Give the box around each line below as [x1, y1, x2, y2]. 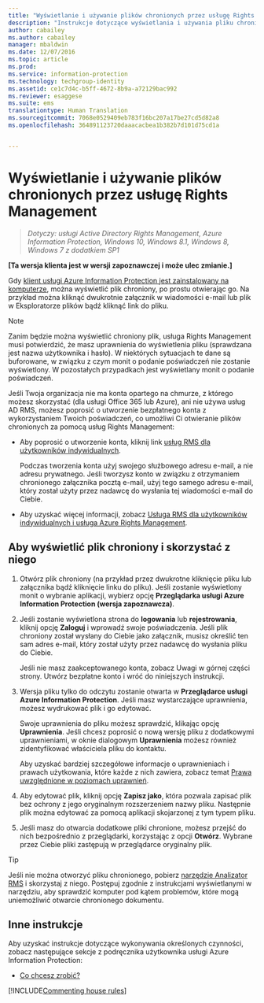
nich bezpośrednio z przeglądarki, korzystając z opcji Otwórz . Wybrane [19, 831, 253, 841]
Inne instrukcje [8, 918, 83, 931]
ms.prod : [8, 63, 37, 71]
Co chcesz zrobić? [19, 971, 81, 980]
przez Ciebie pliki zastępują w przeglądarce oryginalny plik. [19, 839, 212, 849]
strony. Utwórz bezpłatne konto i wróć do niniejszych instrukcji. [19, 671, 225, 681]
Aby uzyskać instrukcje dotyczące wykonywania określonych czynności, [8, 938, 244, 949]
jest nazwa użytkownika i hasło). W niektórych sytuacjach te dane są [8, 348, 231, 357]
